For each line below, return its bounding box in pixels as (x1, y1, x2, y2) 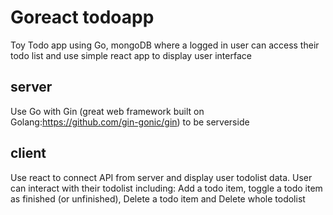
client (10, 145, 47, 162)
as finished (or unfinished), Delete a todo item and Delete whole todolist (10, 192, 306, 205)
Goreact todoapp (10, 6, 155, 29)
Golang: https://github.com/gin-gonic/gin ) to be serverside (10, 116, 250, 128)
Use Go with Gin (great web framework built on (10, 105, 205, 117)
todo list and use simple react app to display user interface (10, 49, 252, 61)
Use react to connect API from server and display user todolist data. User (10, 171, 313, 183)
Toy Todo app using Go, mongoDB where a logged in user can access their (10, 39, 320, 51)
